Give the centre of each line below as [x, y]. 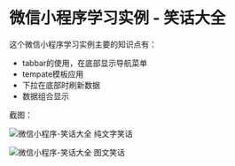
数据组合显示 [45, 96]
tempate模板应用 [53, 74]
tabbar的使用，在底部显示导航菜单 [85, 63]
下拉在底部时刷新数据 [61, 85]
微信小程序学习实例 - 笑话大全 [117, 18]
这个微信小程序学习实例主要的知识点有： [83, 44]
